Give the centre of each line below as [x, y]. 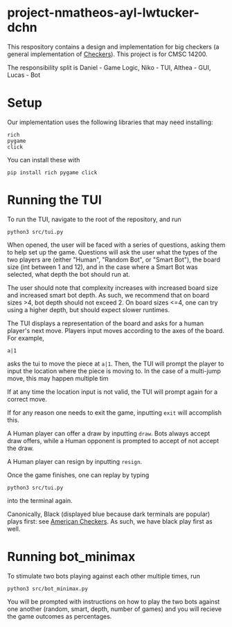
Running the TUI [55, 200]
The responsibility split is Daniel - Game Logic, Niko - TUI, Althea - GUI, [109, 67]
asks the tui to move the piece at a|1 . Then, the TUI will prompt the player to [116, 363]
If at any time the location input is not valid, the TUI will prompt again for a [113, 392]
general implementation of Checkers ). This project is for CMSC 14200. [107, 54]
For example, [26, 338]
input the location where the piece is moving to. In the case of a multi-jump [114, 371]
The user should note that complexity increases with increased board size [113, 287]
